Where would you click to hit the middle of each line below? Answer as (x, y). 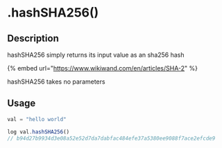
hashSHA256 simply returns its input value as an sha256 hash (96, 55)
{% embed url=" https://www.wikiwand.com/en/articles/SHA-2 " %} (103, 68)
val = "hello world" (37, 119)
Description (33, 38)
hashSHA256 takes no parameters (56, 82)
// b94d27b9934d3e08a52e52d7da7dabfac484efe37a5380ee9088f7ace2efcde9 (111, 138)
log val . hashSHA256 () (39, 132)
